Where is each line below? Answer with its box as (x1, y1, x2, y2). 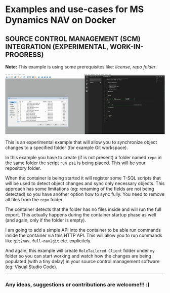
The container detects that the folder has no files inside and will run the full (5, 206, 162, 212)
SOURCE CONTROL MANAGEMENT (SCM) (5, 34, 141, 43)
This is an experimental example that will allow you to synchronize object (5, 139, 157, 145)
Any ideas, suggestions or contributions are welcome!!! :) (5, 281, 150, 288)
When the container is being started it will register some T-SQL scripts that (5, 175, 161, 181)
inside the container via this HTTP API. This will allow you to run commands (5, 232, 163, 238)
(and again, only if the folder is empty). (5, 217, 87, 223)
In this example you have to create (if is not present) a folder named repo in (5, 154, 162, 160)
